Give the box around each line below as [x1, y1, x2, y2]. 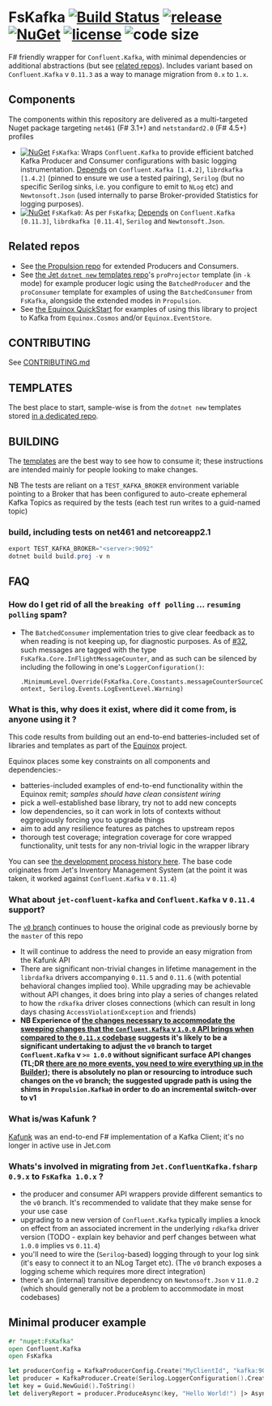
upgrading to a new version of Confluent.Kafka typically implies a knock [19, 1215, 261, 1225]
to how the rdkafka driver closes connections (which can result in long [19, 999, 256, 1008]
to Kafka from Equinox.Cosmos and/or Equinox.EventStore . [19, 313, 212, 322]
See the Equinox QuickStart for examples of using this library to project [19, 304, 257, 313]
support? [8, 904, 46, 915]
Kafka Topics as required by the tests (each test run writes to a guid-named [8, 498, 261, 507]
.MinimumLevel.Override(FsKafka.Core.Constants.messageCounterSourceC [19, 677, 264, 686]
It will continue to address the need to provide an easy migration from [19, 947, 253, 957]
